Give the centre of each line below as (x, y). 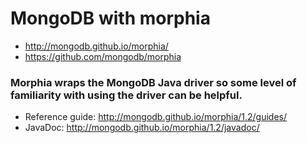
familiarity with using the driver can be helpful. (126, 95)
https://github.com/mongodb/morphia (103, 56)
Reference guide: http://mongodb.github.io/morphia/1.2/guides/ (156, 117)
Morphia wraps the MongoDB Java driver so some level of (153, 82)
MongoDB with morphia (110, 18)
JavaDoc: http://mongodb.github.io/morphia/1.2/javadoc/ (142, 128)
